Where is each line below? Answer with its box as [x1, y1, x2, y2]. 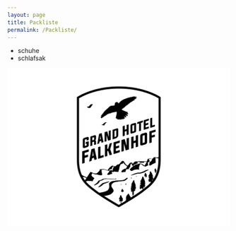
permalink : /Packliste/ [7, 26, 78, 33]
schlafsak [17, 54, 46, 63]
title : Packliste [7, 18, 59, 26]
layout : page [7, 11, 46, 18]
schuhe [17, 47, 40, 55]
